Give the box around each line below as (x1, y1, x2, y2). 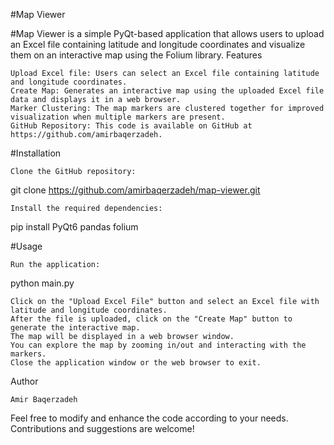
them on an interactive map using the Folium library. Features (10, 49, 263, 61)
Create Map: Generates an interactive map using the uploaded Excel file (10, 86, 325, 96)
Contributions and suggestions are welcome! (10, 423, 195, 434)
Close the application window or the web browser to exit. (10, 358, 262, 368)
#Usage (10, 240, 43, 252)
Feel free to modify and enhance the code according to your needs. (10, 412, 289, 424)
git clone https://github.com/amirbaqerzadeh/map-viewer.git (10, 184, 261, 196)
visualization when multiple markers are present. (10, 112, 226, 122)
